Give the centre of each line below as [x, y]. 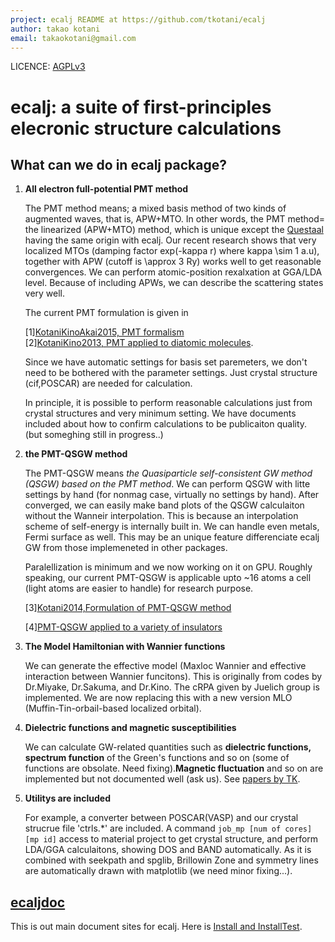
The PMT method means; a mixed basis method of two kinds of [155, 208]
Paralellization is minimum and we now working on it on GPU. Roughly [168, 567]
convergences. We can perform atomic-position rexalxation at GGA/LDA [173, 272]
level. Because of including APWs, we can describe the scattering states [174, 283]
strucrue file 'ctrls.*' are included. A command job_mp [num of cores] [168, 828]
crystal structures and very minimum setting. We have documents [160, 413]
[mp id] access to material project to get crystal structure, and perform [171, 839]
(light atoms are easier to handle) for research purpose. [139, 588]
